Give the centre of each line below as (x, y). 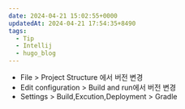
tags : (17, 31)
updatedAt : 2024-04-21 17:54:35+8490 (72, 23)
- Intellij (34, 46)
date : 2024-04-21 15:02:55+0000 (63, 16)
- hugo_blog (36, 53)
